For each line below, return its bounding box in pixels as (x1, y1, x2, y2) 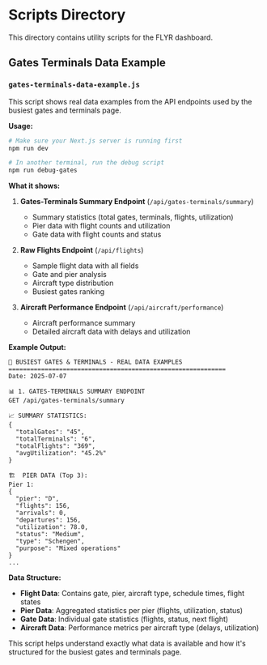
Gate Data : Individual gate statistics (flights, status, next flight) (19, 614, 229, 625)
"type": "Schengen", (15, 537, 85, 546)
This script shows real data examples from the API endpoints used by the (8, 96, 252, 106)
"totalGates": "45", (15, 428, 85, 437)
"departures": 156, (15, 516, 82, 524)
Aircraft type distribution (32, 278, 114, 288)
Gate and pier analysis (32, 270, 107, 279)
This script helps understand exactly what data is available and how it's (8, 638, 247, 649)
